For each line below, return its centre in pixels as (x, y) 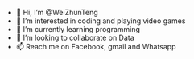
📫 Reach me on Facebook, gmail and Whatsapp (96, 47)
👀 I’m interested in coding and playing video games (101, 21)
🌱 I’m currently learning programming (78, 29)
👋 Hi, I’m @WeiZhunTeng (57, 12)
